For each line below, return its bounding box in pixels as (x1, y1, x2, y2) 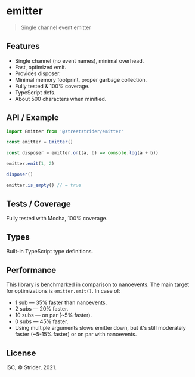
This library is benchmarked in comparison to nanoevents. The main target (6, 281, 190, 288)
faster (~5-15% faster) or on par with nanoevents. (14, 330, 137, 338)
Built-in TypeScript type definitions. (6, 248, 94, 255)
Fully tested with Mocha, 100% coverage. (6, 214, 108, 222)
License (6, 348, 36, 358)
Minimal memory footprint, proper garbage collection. (14, 76, 147, 83)
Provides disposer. (14, 70, 61, 77)
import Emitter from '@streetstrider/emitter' (6, 128, 124, 134)
